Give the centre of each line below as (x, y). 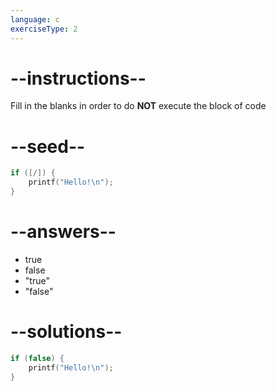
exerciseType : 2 (44, 29)
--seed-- (48, 146)
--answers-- (63, 232)
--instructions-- (78, 78)
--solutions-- (66, 332)
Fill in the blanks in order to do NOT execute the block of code (138, 106)
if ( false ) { (37, 358)
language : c (35, 19)
